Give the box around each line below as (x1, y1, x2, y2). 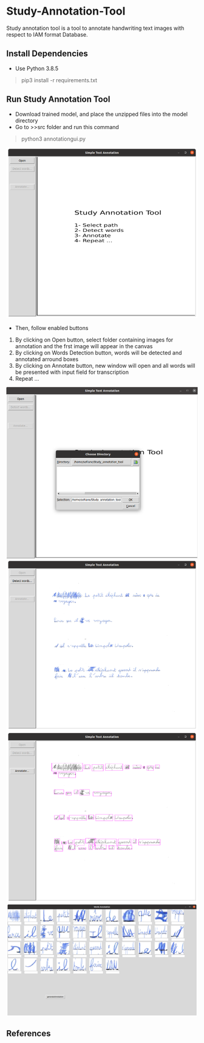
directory (15, 117, 38, 124)
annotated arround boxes (15, 355, 79, 363)
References (6, 1028, 51, 1039)
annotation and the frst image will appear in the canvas (15, 342, 153, 349)
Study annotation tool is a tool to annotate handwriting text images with (6, 24, 185, 32)
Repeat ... (15, 374, 39, 382)
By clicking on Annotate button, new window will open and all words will (15, 362, 195, 369)
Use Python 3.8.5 (15, 65, 59, 72)
